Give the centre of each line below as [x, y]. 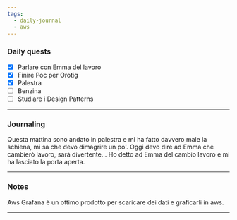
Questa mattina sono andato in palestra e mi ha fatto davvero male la [107, 140]
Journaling [26, 124]
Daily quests [29, 51]
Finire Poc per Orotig [48, 75]
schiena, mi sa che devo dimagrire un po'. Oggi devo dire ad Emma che [110, 147]
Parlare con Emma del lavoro [59, 67]
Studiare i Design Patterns [55, 99]
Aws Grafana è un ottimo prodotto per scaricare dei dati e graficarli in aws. [116, 202]
